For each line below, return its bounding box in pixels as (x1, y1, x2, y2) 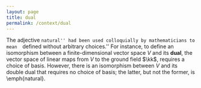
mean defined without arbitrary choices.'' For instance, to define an (6, 43, 175, 50)
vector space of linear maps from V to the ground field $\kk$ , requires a (6, 55, 185, 63)
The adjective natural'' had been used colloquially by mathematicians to (6, 37, 196, 44)
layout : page (6, 8, 39, 15)
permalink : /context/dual (6, 20, 71, 26)
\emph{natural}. (6, 75, 46, 82)
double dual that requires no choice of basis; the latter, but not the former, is (6, 69, 196, 76)
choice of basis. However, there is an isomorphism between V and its (6, 62, 178, 69)
